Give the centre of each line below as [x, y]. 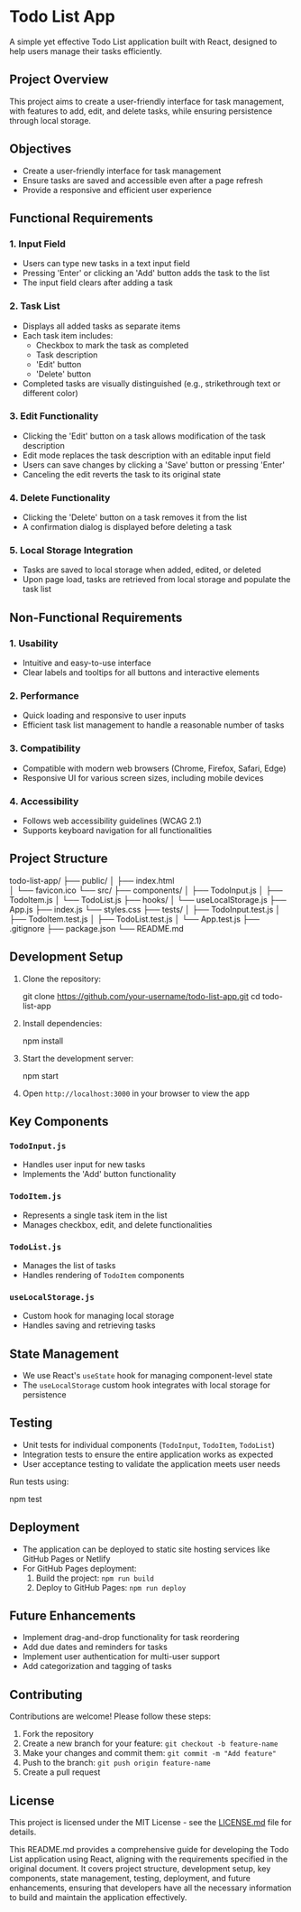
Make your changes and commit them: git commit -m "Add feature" [149, 1753]
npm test [26, 1499]
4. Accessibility [44, 801]
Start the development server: [78, 1058]
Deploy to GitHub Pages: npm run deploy [111, 1587]
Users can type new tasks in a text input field [106, 264]
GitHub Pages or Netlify [66, 1558]
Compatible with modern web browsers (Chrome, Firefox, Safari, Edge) [154, 768]
